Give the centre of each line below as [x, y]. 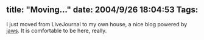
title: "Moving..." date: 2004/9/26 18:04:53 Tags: [102, 10]
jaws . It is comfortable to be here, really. [57, 30]
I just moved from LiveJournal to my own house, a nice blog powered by [97, 24]
